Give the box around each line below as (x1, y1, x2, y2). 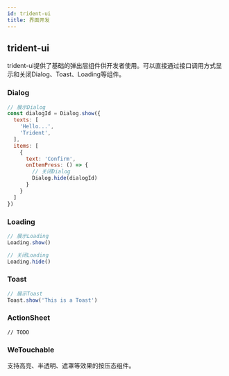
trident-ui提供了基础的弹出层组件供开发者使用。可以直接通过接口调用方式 (7, 62, 217, 70)
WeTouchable (7, 345, 55, 354)
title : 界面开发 (7, 17, 50, 24)
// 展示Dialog (7, 103, 46, 111)
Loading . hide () (7, 258, 51, 265)
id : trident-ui (7, 10, 51, 17)
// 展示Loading (7, 232, 49, 239)
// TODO (7, 329, 30, 336)
